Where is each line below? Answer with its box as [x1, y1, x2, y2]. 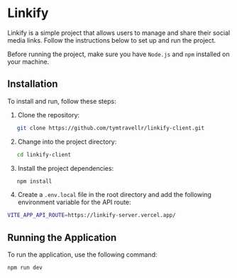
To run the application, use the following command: [7, 250, 158, 259]
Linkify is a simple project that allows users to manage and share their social [7, 28, 231, 37]
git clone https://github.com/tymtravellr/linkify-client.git [16, 124, 204, 132]
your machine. [7, 57, 50, 65]
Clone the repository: [17, 110, 80, 119]
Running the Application [7, 231, 117, 243]
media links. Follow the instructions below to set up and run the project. [7, 36, 216, 44]
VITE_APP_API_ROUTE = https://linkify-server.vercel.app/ [7, 212, 176, 219]
